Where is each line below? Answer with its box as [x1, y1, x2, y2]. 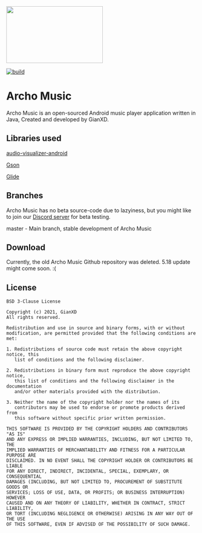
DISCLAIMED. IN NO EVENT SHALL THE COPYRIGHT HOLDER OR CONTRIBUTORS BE [6, 458, 194, 464]
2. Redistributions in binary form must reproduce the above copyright [6, 367, 191, 374]
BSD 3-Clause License [6, 298, 61, 305]
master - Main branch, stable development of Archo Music [6, 224, 152, 232]
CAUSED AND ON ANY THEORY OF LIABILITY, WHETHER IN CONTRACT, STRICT [6, 500, 186, 506]
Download [6, 242, 45, 252]
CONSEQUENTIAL [6, 474, 42, 480]
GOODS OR [6, 484, 28, 491]
